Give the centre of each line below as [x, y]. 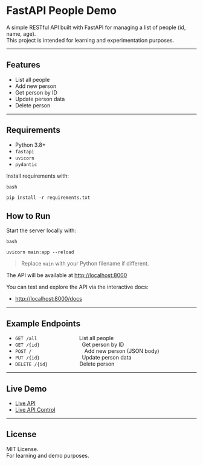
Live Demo [27, 389]
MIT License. [22, 449]
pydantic [26, 164]
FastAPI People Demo [61, 11]
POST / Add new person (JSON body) [87, 351]
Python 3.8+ [31, 145]
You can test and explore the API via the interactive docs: [78, 287]
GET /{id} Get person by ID [69, 345]
